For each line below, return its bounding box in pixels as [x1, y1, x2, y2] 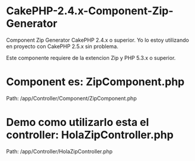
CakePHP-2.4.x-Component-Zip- [6, 4, 174, 18]
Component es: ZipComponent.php [6, 75, 185, 89]
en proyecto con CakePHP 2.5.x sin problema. [6, 43, 119, 50]
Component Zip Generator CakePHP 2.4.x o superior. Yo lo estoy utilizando [6, 36, 190, 43]
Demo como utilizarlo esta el [6, 116, 149, 129]
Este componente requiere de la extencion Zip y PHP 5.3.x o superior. [6, 54, 176, 61]
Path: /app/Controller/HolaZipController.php [6, 147, 113, 155]
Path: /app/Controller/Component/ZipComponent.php [6, 94, 137, 102]
